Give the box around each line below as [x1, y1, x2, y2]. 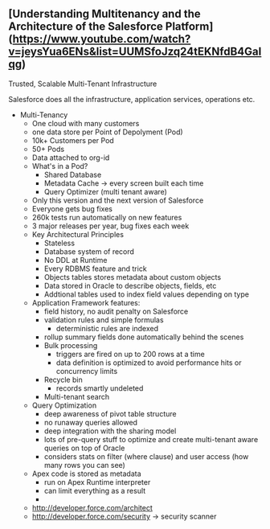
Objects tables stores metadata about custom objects [43, 272, 222, 281]
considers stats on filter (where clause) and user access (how [43, 451, 249, 461]
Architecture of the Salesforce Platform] [8, 20, 214, 34]
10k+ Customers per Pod [31, 135, 114, 145]
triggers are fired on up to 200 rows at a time [55, 349, 205, 359]
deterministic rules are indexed [55, 323, 159, 333]
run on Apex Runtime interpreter [43, 477, 151, 486]
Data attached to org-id [31, 153, 110, 162]
